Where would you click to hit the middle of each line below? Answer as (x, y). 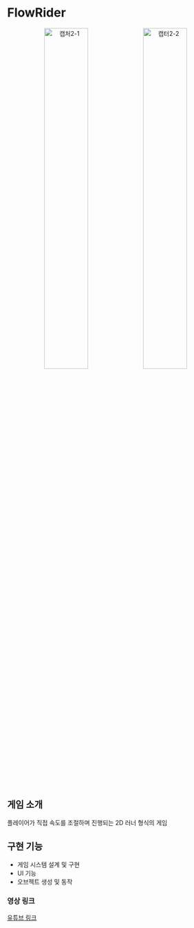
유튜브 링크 (22, 917)
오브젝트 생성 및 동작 (45, 882)
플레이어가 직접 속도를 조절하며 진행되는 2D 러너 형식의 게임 (87, 822)
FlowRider (37, 13)
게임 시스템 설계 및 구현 (48, 865)
